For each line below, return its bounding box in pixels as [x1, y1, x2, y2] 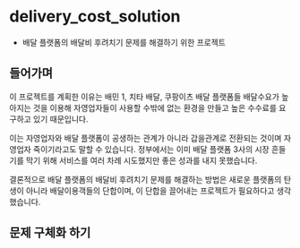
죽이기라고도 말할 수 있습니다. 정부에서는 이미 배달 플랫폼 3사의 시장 [32, 143, 270, 154]
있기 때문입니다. [32, 114, 89, 124]
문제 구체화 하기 [9, 226, 91, 241]
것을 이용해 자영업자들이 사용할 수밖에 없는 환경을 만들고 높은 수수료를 [32, 102, 278, 113]
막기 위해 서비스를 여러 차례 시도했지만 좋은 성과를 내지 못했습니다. [25, 155, 258, 166]
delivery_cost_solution [9, 6, 181, 27]
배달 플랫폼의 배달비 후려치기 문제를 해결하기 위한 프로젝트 [21, 37, 227, 47]
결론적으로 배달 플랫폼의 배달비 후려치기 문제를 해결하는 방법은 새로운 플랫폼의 [9, 174, 282, 184]
